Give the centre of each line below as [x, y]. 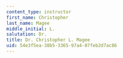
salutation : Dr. [27, 34]
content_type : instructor [39, 12]
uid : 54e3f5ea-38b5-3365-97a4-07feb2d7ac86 [62, 46]
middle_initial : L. [31, 29]
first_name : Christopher [37, 18]
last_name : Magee [28, 23]
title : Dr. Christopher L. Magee [48, 40]
